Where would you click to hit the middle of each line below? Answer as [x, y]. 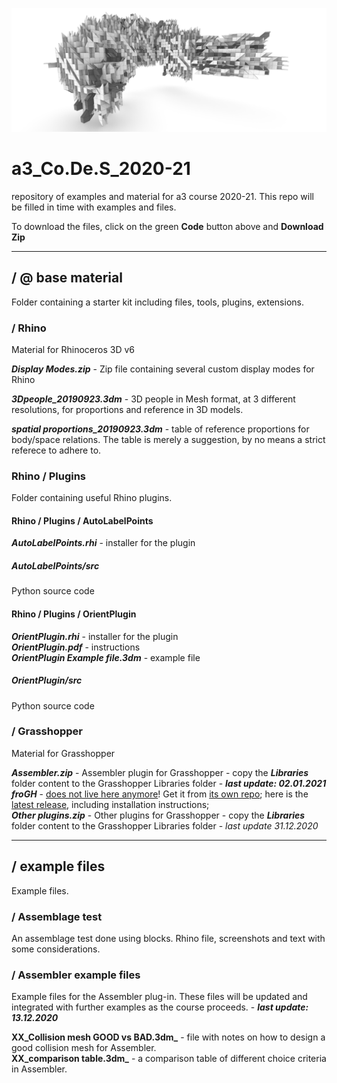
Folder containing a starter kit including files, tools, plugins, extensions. [157, 302]
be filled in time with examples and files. [94, 207]
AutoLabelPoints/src [55, 566]
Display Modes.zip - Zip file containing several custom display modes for [163, 369]
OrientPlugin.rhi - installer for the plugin [95, 636]
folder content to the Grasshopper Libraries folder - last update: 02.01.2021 [169, 783]
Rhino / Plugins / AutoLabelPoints [82, 520]
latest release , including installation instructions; [110, 804]
